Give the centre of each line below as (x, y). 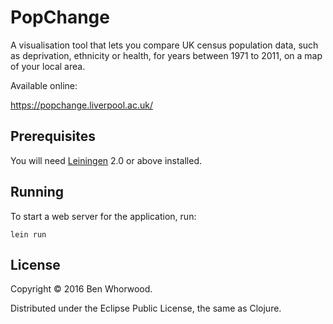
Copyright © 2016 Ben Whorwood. (81, 289)
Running (37, 192)
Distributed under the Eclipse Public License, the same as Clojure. (146, 308)
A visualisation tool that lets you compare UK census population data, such (164, 45)
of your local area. (48, 66)
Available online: (44, 85)
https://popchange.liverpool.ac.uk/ (81, 105)
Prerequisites (53, 136)
